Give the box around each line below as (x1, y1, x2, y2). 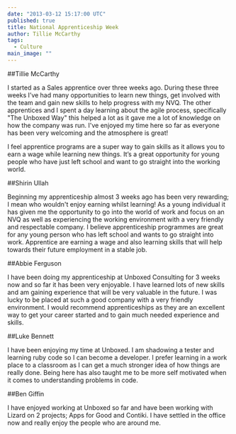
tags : (7, 37, 23, 44)
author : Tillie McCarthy (7, 30, 81, 38)
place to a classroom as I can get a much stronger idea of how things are (7, 360, 220, 369)
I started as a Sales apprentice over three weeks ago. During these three (7, 83, 219, 92)
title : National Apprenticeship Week (7, 23, 119, 31)
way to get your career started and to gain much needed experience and (7, 310, 220, 319)
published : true (7, 17, 55, 24)
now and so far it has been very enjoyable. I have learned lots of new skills (7, 280, 225, 288)
